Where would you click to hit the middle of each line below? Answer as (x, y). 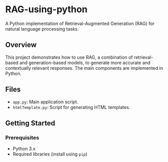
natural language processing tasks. (42, 29)
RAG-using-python (46, 9)
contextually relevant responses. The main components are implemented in (84, 68)
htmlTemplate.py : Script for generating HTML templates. (72, 107)
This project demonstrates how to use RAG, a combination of (69, 57)
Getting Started (30, 123)
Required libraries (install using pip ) (50, 154)
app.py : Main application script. (45, 102)
